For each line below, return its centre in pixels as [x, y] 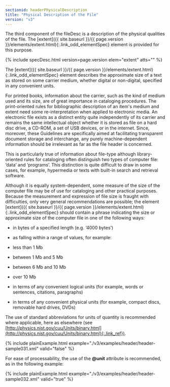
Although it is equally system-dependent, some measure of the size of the [83, 185]
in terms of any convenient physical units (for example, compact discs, [87, 302]
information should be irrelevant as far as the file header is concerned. [79, 144]
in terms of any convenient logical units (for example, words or [78, 287]
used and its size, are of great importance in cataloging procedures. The [81, 101]
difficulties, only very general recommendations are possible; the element [82, 202]
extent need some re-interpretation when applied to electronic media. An [81, 112]
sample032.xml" [22, 379]
